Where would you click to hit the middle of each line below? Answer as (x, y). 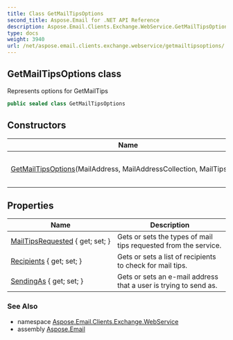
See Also (23, 307)
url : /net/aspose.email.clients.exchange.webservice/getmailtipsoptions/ (116, 46)
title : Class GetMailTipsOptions (55, 14)
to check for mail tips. (152, 266)
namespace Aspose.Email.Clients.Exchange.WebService (98, 321)
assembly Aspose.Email (51, 329)
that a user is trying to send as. (167, 286)
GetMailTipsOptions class (64, 74)
